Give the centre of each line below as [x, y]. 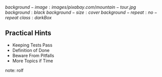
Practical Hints [28, 33]
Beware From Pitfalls [33, 55]
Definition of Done [31, 50]
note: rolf [14, 70]
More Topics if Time [33, 61]
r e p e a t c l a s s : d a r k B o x [28, 18]
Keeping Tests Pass [32, 45]
